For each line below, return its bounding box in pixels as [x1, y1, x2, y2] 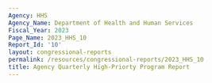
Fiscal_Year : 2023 [8, 26, 69, 34]
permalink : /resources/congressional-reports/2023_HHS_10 [8, 56, 204, 64]
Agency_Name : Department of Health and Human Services [8, 19, 194, 27]
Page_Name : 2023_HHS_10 [8, 33, 87, 42]
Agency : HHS [8, 11, 48, 20]
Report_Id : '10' [8, 41, 62, 49]
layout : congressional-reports [8, 48, 112, 56]
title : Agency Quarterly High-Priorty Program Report [8, 63, 191, 71]
